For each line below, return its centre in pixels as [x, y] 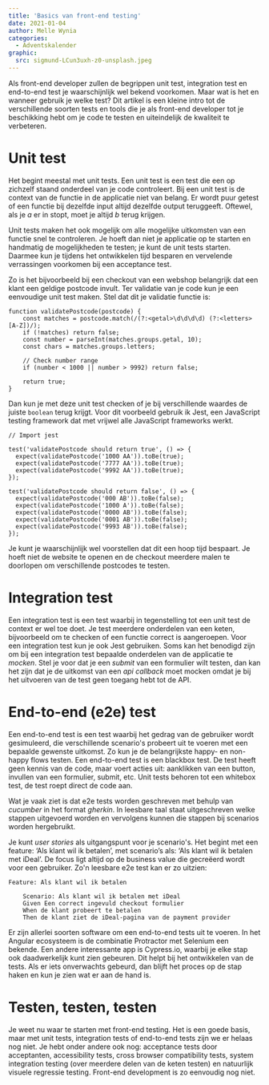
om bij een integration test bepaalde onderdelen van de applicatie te [121, 654]
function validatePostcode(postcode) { [75, 311]
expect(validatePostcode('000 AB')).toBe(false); [100, 498]
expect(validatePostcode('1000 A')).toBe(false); [100, 505]
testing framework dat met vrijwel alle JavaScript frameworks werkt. [121, 420]
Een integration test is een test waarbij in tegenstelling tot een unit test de [129, 620]
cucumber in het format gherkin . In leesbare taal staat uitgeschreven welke [132, 809]
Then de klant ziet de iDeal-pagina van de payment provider [126, 917]
